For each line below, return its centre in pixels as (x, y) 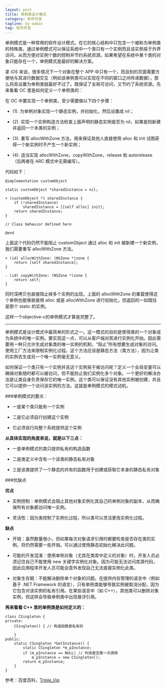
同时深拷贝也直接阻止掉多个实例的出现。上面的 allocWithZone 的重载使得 (79, 294)
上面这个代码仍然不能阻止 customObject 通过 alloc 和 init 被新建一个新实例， (83, 243)
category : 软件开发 (24, 19)
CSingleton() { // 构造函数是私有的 (49, 626)
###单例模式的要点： (27, 396)
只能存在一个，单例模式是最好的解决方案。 (53, 61)
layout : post (19, 10)
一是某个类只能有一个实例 (38, 407)
